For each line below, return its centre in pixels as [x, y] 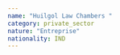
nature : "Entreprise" [44, 31]
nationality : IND [37, 38]
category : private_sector [51, 23]
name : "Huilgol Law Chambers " [60, 16]
